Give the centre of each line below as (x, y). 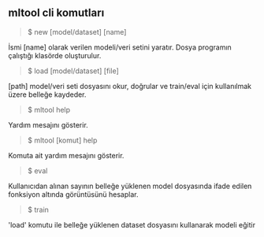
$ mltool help (49, 109)
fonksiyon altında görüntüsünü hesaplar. (73, 194)
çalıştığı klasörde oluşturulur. (55, 55)
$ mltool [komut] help (62, 140)
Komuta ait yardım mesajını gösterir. (66, 155)
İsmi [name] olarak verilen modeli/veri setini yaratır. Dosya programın (120, 47)
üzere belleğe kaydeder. (47, 94)
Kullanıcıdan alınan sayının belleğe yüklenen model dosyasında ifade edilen (130, 186)
